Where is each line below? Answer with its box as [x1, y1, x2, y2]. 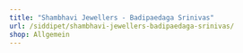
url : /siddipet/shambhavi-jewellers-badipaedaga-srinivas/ [9, 22, 235, 31]
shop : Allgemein [9, 30, 70, 39]
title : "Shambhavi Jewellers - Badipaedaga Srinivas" [9, 13, 215, 22]
